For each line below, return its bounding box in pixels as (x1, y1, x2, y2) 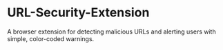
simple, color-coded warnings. (7, 34, 95, 42)
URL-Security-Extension (7, 5, 150, 21)
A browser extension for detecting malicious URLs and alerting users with (7, 27, 216, 36)
